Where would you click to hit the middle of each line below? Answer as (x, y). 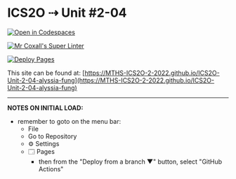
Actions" (51, 169)
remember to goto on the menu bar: (69, 121)
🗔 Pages (41, 151)
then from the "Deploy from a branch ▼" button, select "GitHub (130, 162)
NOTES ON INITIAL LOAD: (45, 108)
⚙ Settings (44, 143)
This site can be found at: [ (46, 73)
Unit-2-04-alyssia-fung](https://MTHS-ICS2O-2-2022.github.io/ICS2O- (111, 80)
